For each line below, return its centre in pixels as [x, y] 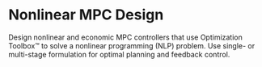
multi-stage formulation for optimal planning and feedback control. [119, 54]
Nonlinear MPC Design [86, 15]
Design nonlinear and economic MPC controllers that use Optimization [125, 37]
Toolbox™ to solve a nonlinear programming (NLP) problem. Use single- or [132, 45]
